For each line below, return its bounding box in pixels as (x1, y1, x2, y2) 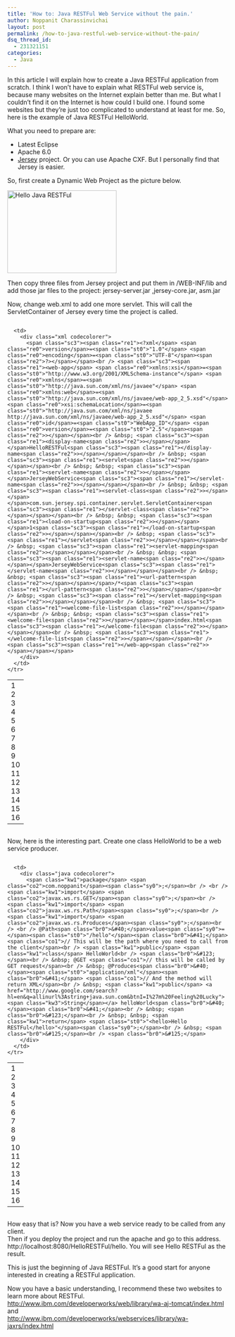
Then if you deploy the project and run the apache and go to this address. (7, 1234, 222, 1243)
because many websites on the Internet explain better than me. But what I (7, 90, 221, 99)
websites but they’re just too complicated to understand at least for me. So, (7, 105, 226, 113)
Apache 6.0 (17, 147, 51, 156)
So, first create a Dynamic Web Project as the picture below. (7, 176, 182, 184)
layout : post (7, 23, 46, 30)
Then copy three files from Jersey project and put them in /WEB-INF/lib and (7, 279, 227, 287)
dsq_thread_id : (7, 37, 52, 44)
